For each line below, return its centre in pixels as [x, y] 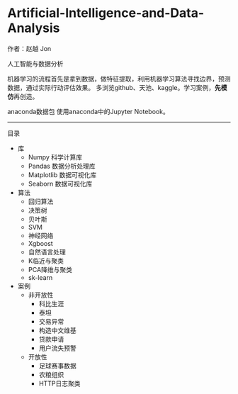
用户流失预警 [57, 348]
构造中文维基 [57, 330]
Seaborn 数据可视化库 [60, 184]
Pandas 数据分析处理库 [62, 166]
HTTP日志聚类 [59, 383]
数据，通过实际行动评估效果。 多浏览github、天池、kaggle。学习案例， [111, 87]
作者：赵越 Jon [29, 48]
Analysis [34, 28]
